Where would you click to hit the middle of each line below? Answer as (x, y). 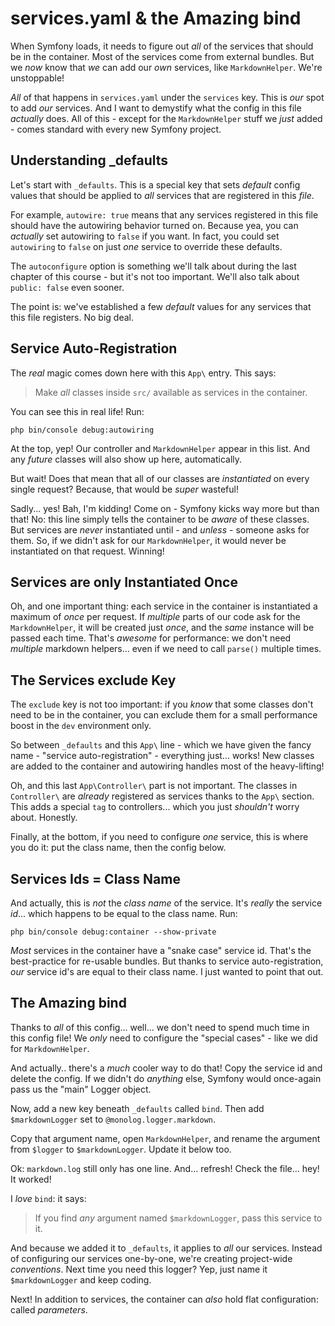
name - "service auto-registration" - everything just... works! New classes (162, 756)
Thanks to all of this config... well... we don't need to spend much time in (160, 1027)
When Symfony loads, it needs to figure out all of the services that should (162, 46)
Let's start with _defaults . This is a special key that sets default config (155, 184)
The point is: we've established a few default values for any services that (161, 306)
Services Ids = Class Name (95, 878)
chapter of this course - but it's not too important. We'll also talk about (155, 276)
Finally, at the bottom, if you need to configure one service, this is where (159, 837)
